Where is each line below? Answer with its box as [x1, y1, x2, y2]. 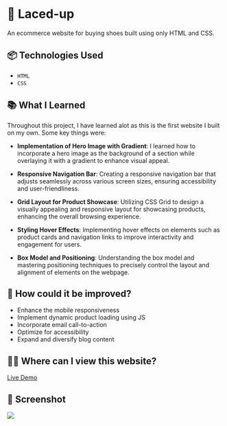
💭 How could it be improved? [7, 288, 132, 300]
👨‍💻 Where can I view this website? [7, 355, 157, 367]
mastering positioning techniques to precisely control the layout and [16, 260, 210, 269]
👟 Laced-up [7, 6, 75, 22]
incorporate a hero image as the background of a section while [16, 149, 195, 157]
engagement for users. [16, 240, 82, 248]
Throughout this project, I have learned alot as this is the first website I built [7, 121, 220, 129]
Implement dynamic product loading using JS [16, 313, 146, 322]
